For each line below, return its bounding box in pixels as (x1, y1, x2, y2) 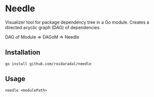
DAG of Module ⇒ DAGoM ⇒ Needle (5, 34, 79, 40)
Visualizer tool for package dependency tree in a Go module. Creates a (5, 19, 150, 25)
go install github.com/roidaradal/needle (5, 61, 92, 66)
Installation (5, 48, 40, 57)
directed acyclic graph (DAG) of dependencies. (5, 24, 101, 30)
